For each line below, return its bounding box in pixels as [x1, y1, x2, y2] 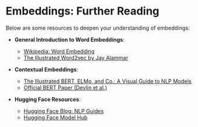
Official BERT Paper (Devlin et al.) [23, 83, 107, 91]
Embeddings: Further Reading [5, 4, 160, 18]
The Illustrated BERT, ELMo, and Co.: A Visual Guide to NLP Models [23, 77, 192, 85]
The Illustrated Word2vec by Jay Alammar [23, 54, 128, 61]
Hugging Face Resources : [14, 96, 81, 103]
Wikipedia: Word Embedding [23, 47, 95, 55]
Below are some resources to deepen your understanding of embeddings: [5, 24, 190, 31]
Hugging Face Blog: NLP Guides [23, 107, 104, 114]
